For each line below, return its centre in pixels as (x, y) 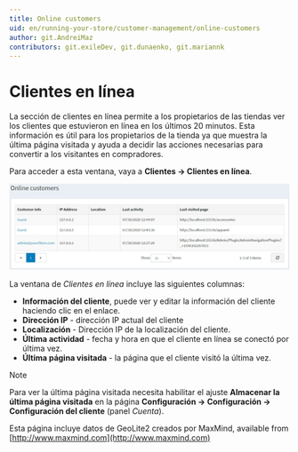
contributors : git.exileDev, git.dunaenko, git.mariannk (117, 47)
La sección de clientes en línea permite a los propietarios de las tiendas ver (147, 116)
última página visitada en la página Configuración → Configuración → (140, 402)
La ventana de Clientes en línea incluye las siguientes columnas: (127, 284)
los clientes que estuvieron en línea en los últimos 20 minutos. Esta (132, 126)
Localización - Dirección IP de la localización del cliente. (126, 329)
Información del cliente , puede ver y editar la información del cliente (149, 301)
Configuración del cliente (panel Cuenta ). (87, 411)
